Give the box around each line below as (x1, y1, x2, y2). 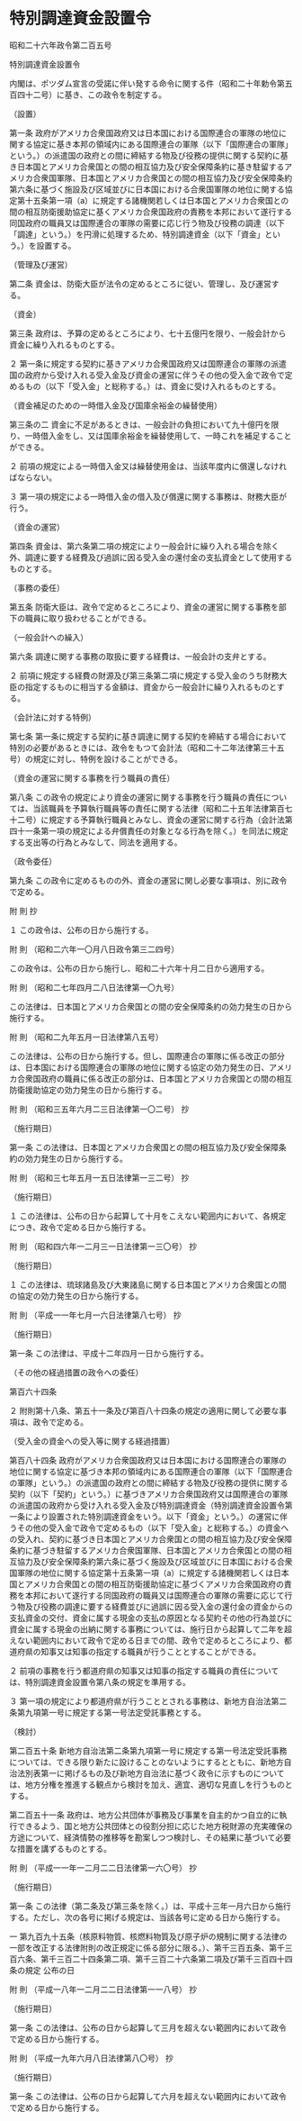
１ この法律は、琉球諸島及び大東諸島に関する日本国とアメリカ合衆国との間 (9, 1279, 288, 1290)
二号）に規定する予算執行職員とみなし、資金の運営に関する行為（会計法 (16, 814, 285, 825)
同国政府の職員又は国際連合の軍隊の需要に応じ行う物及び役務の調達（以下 (9, 217, 285, 228)
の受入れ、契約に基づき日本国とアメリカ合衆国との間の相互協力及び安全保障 (9, 1533, 293, 1545)
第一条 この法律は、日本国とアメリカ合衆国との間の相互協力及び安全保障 (9, 1141, 280, 1153)
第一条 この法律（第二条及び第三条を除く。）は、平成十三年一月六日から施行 (9, 1900, 291, 1911)
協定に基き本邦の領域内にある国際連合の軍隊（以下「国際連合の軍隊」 (32, 139, 293, 150)
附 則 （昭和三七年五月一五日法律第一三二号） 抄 (9, 1172, 190, 1183)
